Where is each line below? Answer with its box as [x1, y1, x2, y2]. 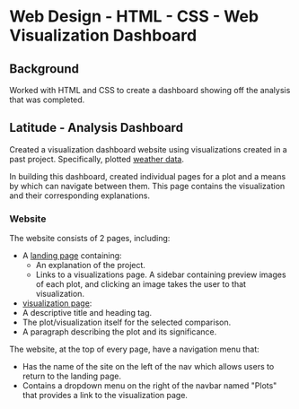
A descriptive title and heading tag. [22, 308, 153, 318]
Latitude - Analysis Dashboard [9, 120, 184, 135]
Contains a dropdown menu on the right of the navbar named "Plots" [22, 380, 277, 391]
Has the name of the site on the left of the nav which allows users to [22, 361, 275, 372]
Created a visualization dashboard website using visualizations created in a [9, 144, 287, 154]
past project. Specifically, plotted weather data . [9, 153, 184, 164]
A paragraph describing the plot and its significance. [22, 326, 217, 337]
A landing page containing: [22, 250, 123, 261]
